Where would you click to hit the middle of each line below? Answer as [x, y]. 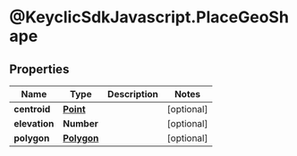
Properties [39, 69]
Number [80, 123]
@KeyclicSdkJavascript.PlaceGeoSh [149, 17]
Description [133, 94]
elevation [34, 123]
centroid [32, 109]
